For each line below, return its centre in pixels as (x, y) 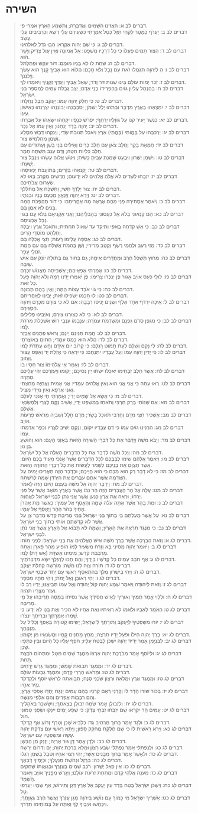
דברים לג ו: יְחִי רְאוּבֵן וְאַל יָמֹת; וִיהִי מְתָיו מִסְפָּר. (70, 578)
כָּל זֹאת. (29, 282)
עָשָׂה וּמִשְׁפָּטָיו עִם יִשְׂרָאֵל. (47, 734)
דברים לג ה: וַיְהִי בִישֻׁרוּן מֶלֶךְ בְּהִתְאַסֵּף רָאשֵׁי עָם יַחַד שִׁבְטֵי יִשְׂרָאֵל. (90, 571)
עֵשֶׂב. (26, 38)
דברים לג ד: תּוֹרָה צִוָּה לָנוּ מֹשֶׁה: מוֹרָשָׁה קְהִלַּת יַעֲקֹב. (76, 565)
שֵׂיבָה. (27, 264)
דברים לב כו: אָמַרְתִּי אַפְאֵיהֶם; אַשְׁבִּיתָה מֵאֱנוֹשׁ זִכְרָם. (76, 270)
